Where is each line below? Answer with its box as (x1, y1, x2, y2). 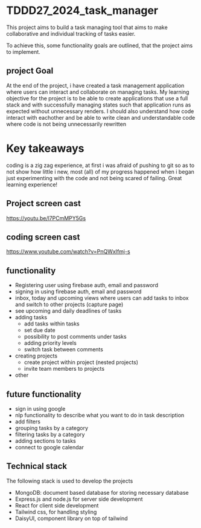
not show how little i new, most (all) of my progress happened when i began (6, 168, 195, 175)
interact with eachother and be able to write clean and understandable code (6, 114, 196, 121)
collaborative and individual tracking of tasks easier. (6, 30, 136, 37)
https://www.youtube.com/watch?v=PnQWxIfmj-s (6, 248, 131, 255)
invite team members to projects (24, 365, 104, 373)
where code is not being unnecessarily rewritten (6, 120, 127, 128)
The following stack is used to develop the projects (6, 477, 133, 484)
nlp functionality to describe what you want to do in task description (14, 411, 185, 419)
